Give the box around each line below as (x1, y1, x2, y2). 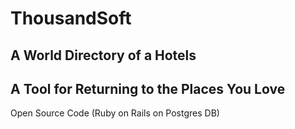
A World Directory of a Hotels (10, 47, 197, 64)
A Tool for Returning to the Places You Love (10, 80, 286, 97)
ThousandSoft (10, 7, 132, 30)
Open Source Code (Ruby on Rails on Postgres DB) (10, 107, 220, 119)
